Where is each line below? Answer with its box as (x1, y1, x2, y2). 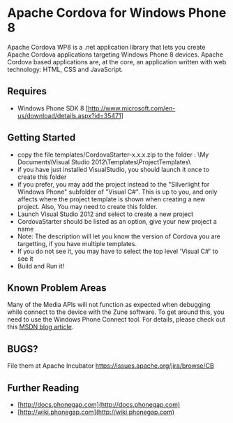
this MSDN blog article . (7, 323, 74, 331)
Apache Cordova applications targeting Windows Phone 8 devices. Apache (7, 50, 223, 59)
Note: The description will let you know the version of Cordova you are (17, 232, 221, 241)
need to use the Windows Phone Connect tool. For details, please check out (7, 315, 225, 324)
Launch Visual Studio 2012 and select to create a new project (17, 210, 194, 218)
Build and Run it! (17, 261, 65, 270)
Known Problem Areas (7, 282, 107, 294)
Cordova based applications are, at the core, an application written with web (7, 57, 227, 66)
